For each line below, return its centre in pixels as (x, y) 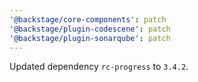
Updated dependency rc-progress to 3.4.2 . (99, 67)
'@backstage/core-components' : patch (88, 19)
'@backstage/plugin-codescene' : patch (90, 29)
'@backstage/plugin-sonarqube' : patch (90, 38)
